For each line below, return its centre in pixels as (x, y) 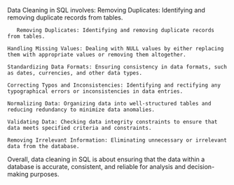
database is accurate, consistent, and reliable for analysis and (96, 166)
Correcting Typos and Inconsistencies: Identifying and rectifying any (114, 85)
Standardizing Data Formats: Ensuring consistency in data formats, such (117, 67)
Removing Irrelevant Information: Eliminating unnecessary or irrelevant (117, 140)
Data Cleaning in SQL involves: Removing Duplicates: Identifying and (106, 10)
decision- (201, 166)
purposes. (44, 174)
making (18, 174)
